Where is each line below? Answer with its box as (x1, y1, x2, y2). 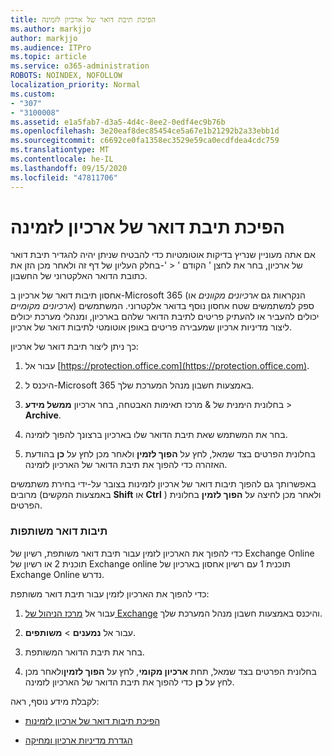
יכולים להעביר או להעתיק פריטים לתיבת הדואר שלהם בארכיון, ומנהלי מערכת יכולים (10, 311, 320, 323)
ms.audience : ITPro (10, 42, 92, 53)
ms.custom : (10, 89, 56, 99)
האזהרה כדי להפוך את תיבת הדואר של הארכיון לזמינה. (24, 459, 228, 471)
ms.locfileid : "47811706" (10, 172, 118, 183)
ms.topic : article (10, 52, 87, 62)
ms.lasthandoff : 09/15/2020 (10, 163, 128, 173)
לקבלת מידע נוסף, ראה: (10, 695, 100, 707)
